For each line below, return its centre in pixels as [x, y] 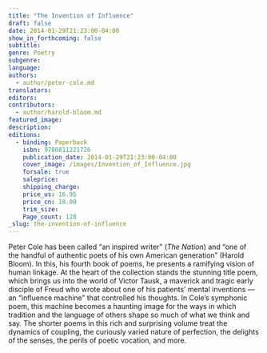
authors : [23, 75]
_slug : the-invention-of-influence [68, 224]
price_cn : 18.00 [50, 202]
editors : [23, 98]
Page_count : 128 [50, 217]
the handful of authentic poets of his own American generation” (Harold [126, 255]
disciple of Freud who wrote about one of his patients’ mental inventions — [132, 290]
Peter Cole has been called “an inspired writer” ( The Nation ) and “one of [128, 247]
